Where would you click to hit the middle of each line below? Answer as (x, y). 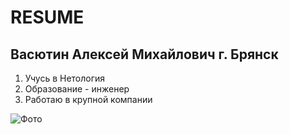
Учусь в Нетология (65, 78)
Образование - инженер (77, 89)
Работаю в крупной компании (88, 99)
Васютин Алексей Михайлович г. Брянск (144, 54)
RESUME (47, 17)
